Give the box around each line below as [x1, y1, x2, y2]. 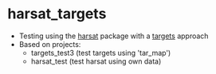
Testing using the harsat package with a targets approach [18, 31, 209, 41]
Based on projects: [18, 39, 81, 49]
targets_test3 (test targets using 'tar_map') [30, 48, 171, 57]
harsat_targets [7, 5, 107, 23]
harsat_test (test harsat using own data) [30, 56, 162, 66]
